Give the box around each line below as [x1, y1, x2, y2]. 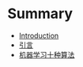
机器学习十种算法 [18, 50, 75, 59]
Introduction [18, 31, 59, 40]
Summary [7, 5, 73, 23]
